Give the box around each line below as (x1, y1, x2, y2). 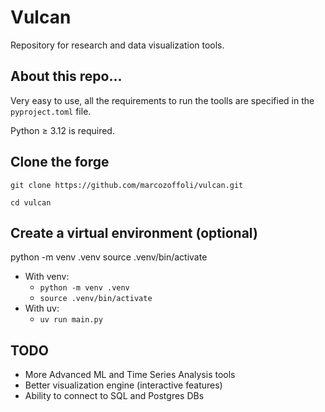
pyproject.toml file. (10, 105, 92, 117)
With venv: (24, 271, 70, 283)
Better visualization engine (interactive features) (24, 379, 223, 391)
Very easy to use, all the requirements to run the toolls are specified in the (10, 94, 315, 106)
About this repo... (10, 68, 123, 85)
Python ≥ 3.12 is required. (10, 124, 115, 136)
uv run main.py (39, 315, 103, 325)
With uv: (24, 302, 60, 315)
